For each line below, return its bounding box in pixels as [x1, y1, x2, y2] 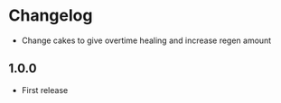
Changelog [8, 5, 93, 26]
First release [21, 84, 69, 95]
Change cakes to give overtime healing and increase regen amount [21, 35, 272, 46]
